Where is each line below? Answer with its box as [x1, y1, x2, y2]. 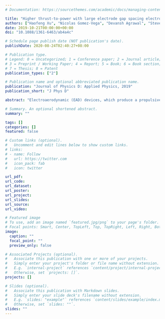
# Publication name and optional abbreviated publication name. [5, 79, 139, 84]
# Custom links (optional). [5, 138, 63, 143]
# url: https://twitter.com [5, 156, 67, 161]
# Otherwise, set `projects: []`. [5, 270, 80, 275]
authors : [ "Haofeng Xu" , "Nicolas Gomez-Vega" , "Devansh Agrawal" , [5, 21, 146, 26]
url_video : [5, 207, 27, 212]
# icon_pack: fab [5, 161, 45, 166]
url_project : [5, 193, 32, 198]
